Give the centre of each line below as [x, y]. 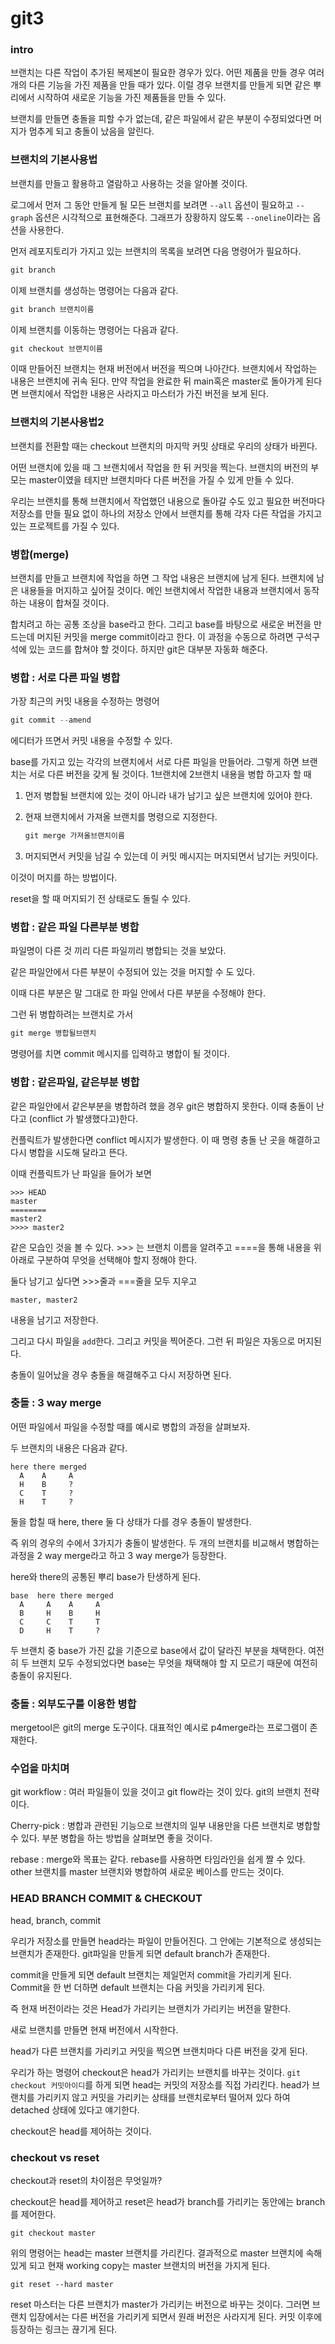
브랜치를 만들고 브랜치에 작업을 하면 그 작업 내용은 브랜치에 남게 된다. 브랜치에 [162, 578]
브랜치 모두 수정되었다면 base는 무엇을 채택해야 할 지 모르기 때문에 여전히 [174, 1663]
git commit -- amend [51, 720]
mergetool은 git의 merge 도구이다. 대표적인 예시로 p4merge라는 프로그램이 [159, 1728]
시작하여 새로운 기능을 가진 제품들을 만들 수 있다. [131, 98]
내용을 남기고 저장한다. [54, 1319]
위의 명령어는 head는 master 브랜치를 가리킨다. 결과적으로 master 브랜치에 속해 [166, 2253]
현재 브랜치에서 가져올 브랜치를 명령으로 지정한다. [121, 817]
